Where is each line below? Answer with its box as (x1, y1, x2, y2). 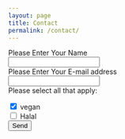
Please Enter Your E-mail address (8, 67, 117, 76)
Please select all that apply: (8, 86, 97, 95)
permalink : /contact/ (8, 26, 80, 34)
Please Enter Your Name (8, 48, 88, 58)
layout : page (8, 11, 51, 20)
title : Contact (8, 19, 59, 27)
